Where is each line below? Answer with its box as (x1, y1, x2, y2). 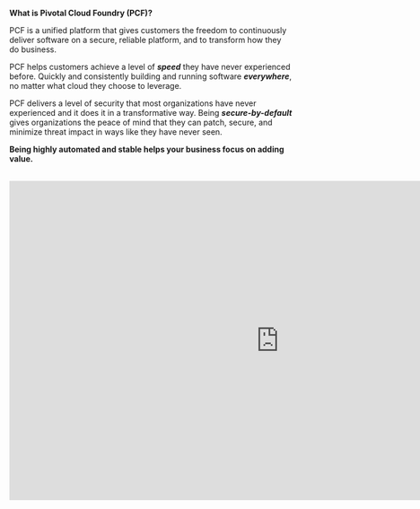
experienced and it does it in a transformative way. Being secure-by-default (9, 108, 293, 118)
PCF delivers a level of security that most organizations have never (9, 98, 257, 109)
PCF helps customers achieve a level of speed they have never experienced (9, 62, 291, 72)
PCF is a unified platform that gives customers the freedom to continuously (9, 25, 287, 35)
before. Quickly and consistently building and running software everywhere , (9, 71, 292, 82)
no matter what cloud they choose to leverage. (9, 81, 182, 91)
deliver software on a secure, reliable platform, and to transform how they (9, 35, 282, 45)
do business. (9, 44, 57, 55)
